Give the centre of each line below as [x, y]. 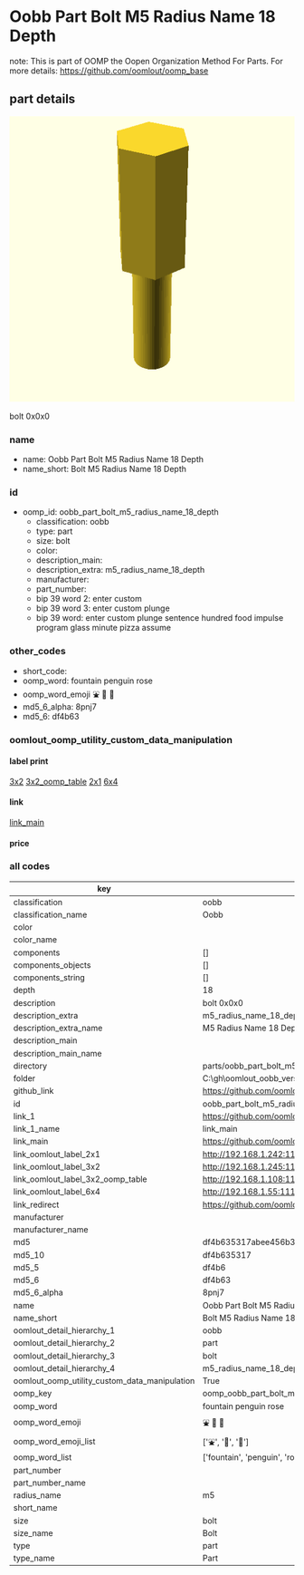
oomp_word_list [43, 1457]
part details [43, 99]
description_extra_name [58, 1028]
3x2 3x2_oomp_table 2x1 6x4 [64, 781]
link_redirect [36, 1204]
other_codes [38, 652]
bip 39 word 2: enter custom [89, 599]
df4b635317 [227, 1255]
